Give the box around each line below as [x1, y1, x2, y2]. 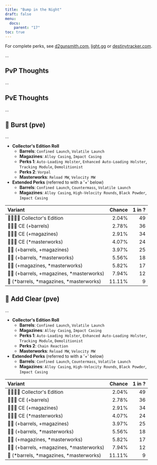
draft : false [5, 12, 32, 17]
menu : [5, 16, 16, 21]
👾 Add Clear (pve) [5, 294, 60, 303]
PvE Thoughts [5, 94, 49, 102]
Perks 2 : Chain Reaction [19, 343, 69, 349]
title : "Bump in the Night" [5, 7, 62, 12]
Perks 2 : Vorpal [19, 169, 51, 175]
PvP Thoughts [5, 67, 49, 75]
